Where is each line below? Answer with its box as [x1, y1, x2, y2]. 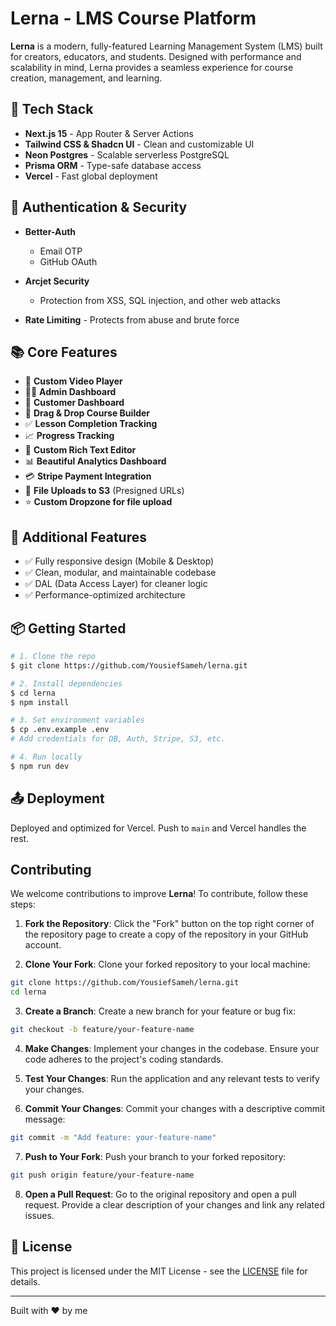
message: [24, 1113, 66, 1125]
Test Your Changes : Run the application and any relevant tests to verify [24, 1073, 320, 1084]
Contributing [10, 861, 92, 878]
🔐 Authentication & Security [10, 199, 188, 216]
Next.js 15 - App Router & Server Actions [24, 127, 194, 139]
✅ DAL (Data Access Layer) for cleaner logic [24, 578, 208, 590]
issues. [24, 1209, 55, 1221]
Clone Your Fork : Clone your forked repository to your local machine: [24, 958, 311, 971]
